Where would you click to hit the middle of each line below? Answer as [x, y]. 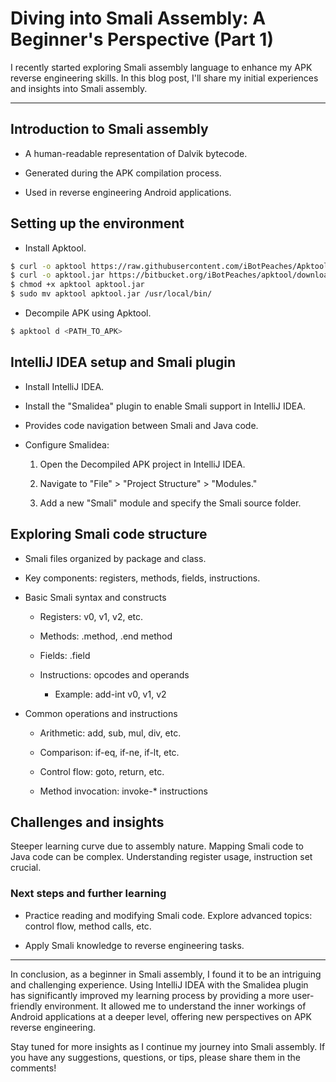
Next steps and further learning [88, 894]
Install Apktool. [55, 248]
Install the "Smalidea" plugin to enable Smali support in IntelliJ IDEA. [165, 406]
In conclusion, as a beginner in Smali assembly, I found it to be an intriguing [166, 974]
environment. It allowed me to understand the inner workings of [175, 1006]
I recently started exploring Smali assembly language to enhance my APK [161, 67]
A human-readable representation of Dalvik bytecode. [136, 153]
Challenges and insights [87, 822]
